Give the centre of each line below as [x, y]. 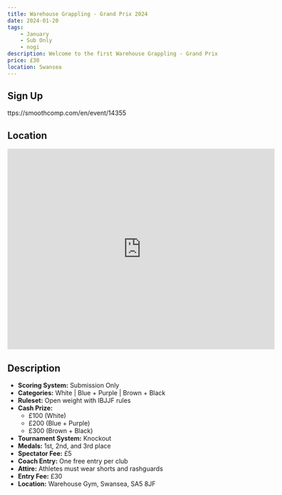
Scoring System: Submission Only [68, 385]
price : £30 [23, 61]
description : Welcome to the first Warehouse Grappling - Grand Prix [113, 54]
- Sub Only [36, 41]
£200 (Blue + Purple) [59, 423]
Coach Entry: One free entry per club [73, 461]
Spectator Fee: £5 [45, 454]
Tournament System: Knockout [64, 439]
